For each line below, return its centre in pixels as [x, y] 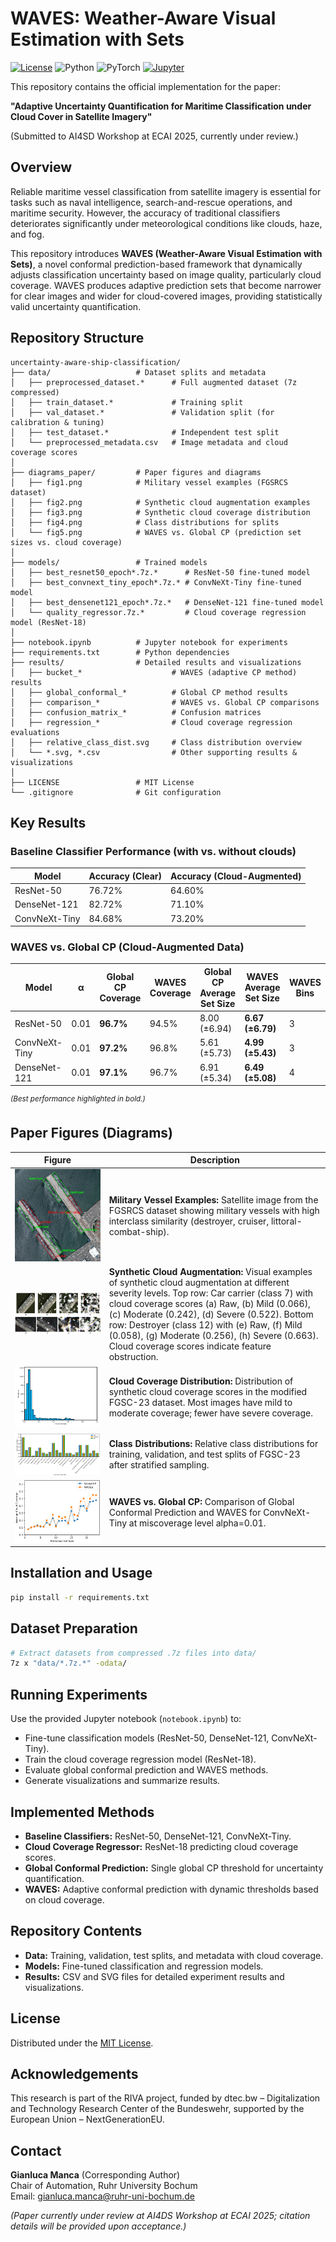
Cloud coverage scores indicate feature [190, 1346]
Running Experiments [79, 1694]
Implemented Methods [82, 1812]
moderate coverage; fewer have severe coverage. [210, 1413]
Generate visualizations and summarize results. [122, 1781]
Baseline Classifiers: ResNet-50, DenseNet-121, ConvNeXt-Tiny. [158, 1836]
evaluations [35, 732]
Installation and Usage [81, 1573]
